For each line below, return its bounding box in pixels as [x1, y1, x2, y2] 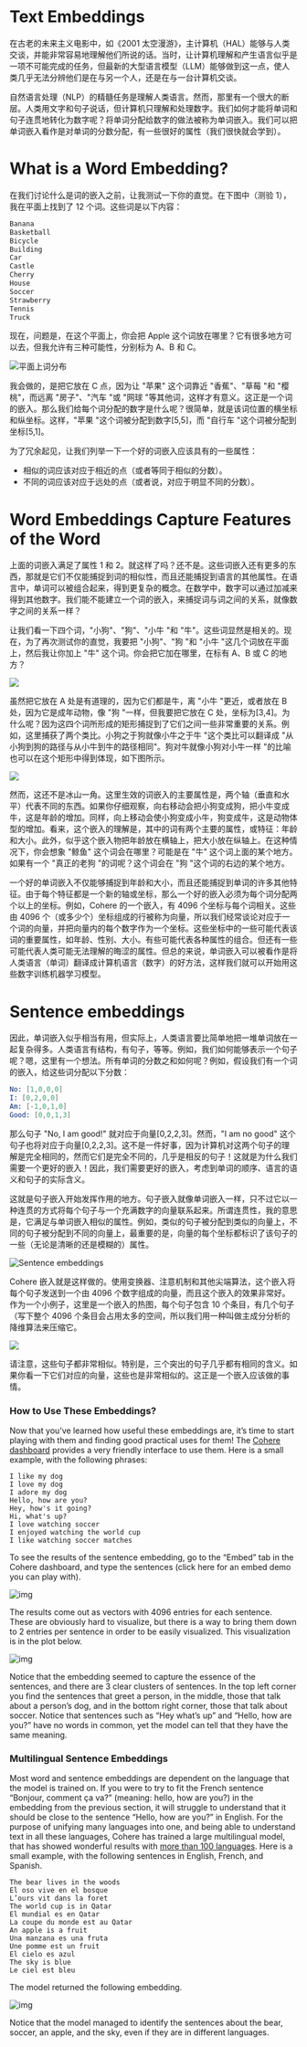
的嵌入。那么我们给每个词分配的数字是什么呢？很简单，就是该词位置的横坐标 [9, 404, 298, 415]
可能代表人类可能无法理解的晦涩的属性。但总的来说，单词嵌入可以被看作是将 [9, 945, 298, 956]
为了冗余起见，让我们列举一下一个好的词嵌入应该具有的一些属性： [9, 446, 258, 457]
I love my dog [9, 1480, 64, 1490]
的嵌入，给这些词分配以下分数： [9, 1067, 130, 1078]
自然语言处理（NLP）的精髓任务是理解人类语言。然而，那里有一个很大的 [9, 91, 281, 102]
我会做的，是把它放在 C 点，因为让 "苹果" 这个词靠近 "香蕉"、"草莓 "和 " [9, 381, 281, 392]
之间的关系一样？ [16, 606, 82, 617]
